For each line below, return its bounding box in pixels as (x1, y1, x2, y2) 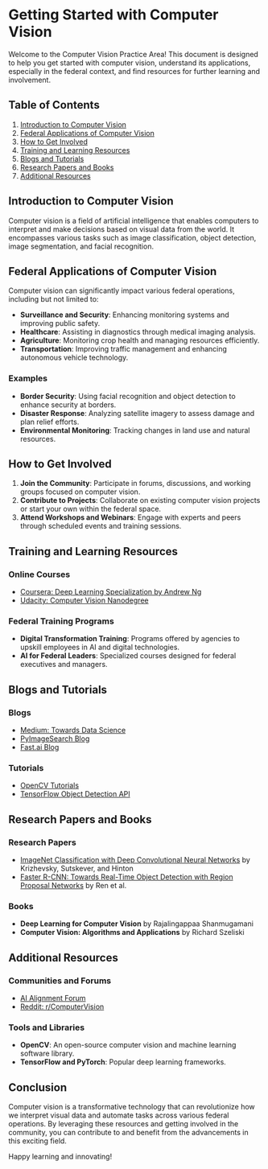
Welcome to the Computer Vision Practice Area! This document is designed (8, 49, 259, 59)
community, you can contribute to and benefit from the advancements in (8, 1128, 249, 1138)
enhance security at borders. (19, 400, 117, 410)
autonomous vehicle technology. (19, 352, 129, 363)
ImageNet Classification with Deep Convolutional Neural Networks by (19, 855, 251, 865)
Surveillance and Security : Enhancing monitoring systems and (19, 310, 229, 319)
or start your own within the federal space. (19, 504, 162, 514)
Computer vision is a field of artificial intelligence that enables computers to (8, 216, 259, 225)
